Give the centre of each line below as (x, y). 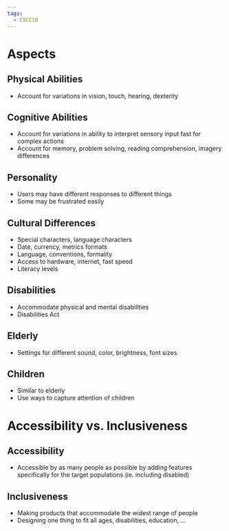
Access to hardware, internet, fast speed (75, 261)
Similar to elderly (41, 391)
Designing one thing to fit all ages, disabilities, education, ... (101, 521)
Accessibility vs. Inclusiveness (97, 425)
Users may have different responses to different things (94, 194)
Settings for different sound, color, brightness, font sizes (97, 352)
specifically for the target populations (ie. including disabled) (103, 475)
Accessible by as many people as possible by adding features (105, 468)
